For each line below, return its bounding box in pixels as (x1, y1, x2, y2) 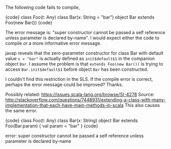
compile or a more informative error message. (5, 40, 102, 46)
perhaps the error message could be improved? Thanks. (5, 81, 123, 87)
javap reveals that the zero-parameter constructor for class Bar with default (5, 50, 164, 56)
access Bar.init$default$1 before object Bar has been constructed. (5, 66, 149, 72)
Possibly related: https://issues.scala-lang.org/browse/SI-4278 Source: (5, 92, 155, 97)
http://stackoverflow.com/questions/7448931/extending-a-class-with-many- (5, 97, 166, 103)
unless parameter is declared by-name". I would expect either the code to (5, 35, 159, 41)
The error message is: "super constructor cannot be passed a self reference (5, 29, 165, 35)
